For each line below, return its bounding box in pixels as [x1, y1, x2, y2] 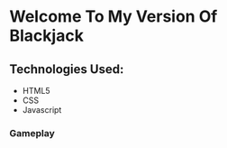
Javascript [22, 105, 62, 115]
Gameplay [9, 126, 56, 139]
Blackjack [9, 25, 84, 46]
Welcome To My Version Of [9, 6, 218, 27]
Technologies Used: [9, 61, 124, 77]
